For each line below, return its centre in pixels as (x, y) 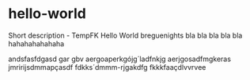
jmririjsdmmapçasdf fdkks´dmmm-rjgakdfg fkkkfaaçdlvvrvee (107, 67)
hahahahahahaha (36, 43)
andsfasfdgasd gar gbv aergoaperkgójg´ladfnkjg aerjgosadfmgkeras (120, 59)
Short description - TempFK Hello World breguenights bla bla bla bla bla (125, 35)
